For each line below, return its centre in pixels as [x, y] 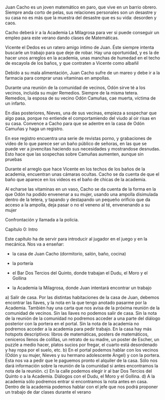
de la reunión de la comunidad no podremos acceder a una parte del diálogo [83, 318]
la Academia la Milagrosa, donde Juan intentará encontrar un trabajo [82, 288]
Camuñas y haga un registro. [34, 129]
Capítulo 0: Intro [21, 229]
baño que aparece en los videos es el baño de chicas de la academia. [76, 179]
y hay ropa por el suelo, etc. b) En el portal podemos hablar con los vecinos [82, 350]
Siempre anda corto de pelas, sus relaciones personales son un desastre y [81, 12]
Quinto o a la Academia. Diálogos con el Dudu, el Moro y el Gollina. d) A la [80, 376]
